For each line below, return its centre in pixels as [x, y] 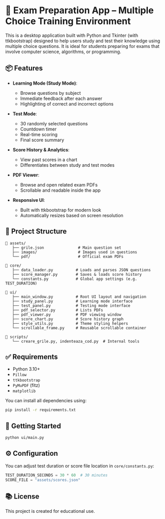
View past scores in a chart [49, 160]
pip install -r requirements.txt [41, 410]
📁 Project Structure [36, 231]
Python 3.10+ [26, 369]
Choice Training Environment [68, 21]
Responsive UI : [29, 200]
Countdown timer [38, 129]
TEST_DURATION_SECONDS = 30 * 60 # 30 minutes [57, 475]
